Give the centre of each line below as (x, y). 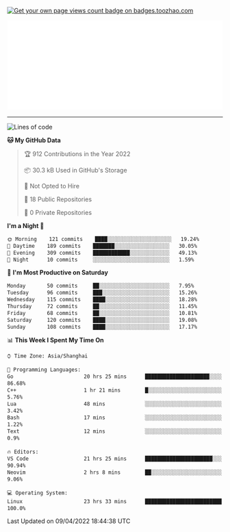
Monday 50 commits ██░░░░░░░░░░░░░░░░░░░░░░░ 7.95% (101, 286)
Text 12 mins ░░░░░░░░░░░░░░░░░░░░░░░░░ (115, 431)
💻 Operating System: (38, 493)
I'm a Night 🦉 (26, 225)
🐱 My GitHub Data (34, 140)
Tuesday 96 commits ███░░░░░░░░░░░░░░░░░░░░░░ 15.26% (102, 292)
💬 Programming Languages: (44, 370)
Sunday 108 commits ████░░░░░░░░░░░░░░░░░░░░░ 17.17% (102, 327)
